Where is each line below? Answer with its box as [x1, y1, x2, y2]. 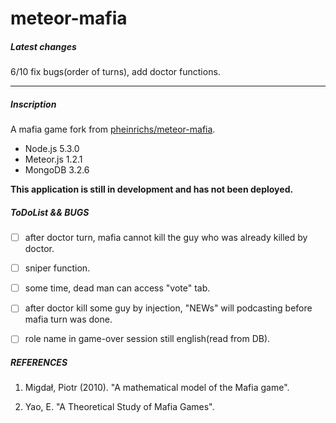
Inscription [10, 98, 57, 110]
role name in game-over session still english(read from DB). [24, 333, 271, 345]
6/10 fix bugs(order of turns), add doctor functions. [10, 66, 221, 78]
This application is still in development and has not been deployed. [10, 183, 294, 196]
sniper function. [24, 262, 91, 274]
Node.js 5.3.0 [24, 143, 80, 155]
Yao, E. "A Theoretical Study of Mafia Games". [24, 401, 215, 413]
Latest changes [10, 40, 77, 52]
